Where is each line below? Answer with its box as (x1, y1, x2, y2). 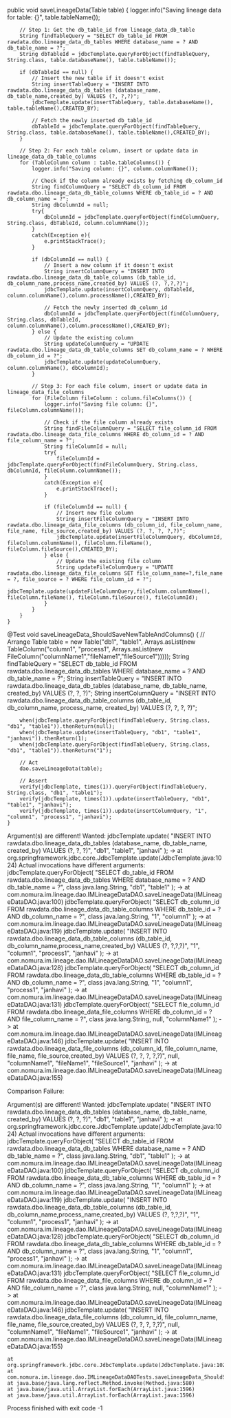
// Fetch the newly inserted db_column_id (43, 304, 168, 311)
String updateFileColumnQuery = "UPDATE (56, 564, 174, 571)
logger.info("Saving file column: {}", (43, 401, 158, 408)
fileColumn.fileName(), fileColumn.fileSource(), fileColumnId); (7, 594, 198, 601)
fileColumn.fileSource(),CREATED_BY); (7, 546, 118, 553)
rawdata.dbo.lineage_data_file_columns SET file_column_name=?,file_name (7, 570, 223, 577)
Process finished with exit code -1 (7, 1404, 103, 1412)
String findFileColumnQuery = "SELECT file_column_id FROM (43, 425, 217, 432)
